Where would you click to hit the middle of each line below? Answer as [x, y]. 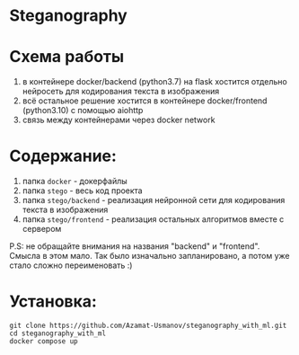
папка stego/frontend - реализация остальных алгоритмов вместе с [153, 219]
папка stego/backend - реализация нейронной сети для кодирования [154, 200]
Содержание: [63, 156]
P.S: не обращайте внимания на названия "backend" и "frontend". [135, 246]
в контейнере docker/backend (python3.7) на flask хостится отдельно [154, 82]
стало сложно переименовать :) [71, 265]
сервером [42, 229]
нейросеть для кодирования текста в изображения [121, 92]
